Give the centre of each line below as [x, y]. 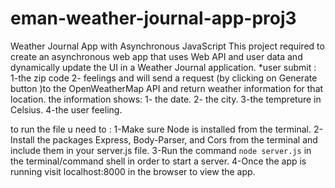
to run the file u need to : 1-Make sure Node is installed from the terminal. [161, 129]
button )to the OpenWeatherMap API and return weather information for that [167, 88]
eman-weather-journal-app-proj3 [153, 18]
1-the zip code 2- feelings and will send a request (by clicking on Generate [164, 78]
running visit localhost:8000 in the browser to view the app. [133, 171]
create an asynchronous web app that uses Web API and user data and [156, 56]
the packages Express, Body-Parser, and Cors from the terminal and [177, 139]
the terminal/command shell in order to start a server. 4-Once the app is [158, 161]
